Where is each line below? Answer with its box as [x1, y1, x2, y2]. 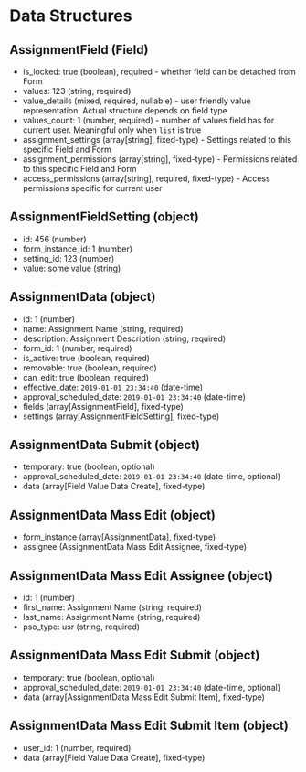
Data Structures [9, 5, 132, 27]
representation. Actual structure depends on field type [22, 105, 228, 115]
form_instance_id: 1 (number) [22, 243, 133, 254]
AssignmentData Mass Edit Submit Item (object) [9, 718, 290, 734]
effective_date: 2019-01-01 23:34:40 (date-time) [22, 381, 204, 392]
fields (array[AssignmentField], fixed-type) [22, 401, 185, 412]
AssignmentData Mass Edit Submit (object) [9, 648, 260, 663]
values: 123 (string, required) [22, 86, 132, 96]
